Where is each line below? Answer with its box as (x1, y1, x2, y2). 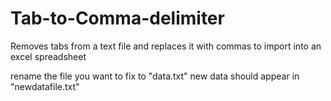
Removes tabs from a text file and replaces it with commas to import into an (10, 40, 322, 52)
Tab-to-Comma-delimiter (10, 7, 225, 30)
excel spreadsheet (10, 50, 87, 62)
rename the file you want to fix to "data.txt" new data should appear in (10, 70, 300, 82)
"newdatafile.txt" (10, 80, 80, 92)
